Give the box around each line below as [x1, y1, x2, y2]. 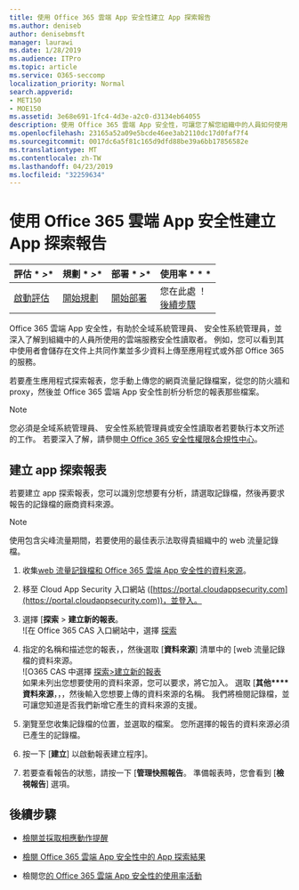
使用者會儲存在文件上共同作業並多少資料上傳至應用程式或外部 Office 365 [16, 345, 285, 356]
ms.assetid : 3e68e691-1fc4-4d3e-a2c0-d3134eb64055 [9, 112, 201, 121]
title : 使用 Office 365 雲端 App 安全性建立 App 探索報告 [9, 12, 212, 22]
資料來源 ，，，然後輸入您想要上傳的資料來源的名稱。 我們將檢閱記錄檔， [21, 689, 282, 699]
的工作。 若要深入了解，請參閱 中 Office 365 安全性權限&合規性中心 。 [9, 433, 263, 445]
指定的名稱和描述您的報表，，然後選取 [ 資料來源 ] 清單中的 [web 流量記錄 [21, 644, 286, 654]
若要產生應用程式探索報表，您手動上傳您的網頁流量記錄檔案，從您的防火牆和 [9, 376, 290, 386]
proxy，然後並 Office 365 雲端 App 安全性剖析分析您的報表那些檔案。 [9, 386, 264, 397]
